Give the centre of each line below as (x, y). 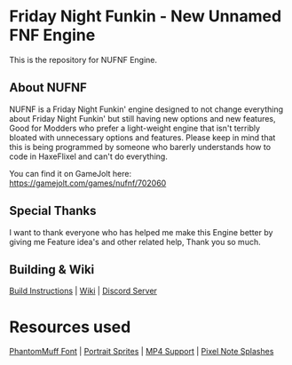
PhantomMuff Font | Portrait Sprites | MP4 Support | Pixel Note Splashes (142, 352)
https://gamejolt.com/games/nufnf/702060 (88, 183)
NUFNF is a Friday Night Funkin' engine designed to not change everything (146, 109)
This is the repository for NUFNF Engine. (83, 60)
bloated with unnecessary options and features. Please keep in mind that (142, 137)
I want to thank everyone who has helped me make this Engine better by (141, 232)
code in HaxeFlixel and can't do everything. (89, 156)
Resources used (70, 327)
